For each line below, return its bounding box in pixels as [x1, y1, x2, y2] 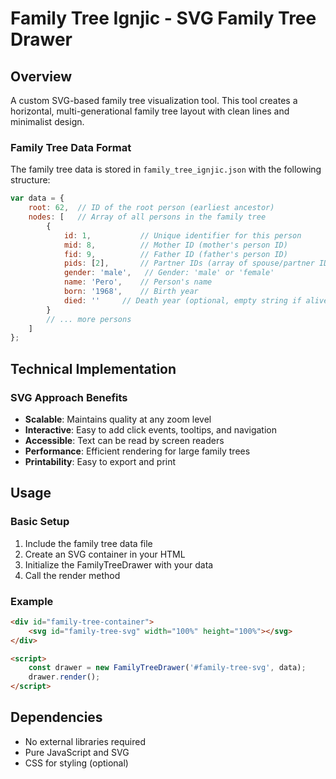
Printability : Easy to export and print [24, 455, 177, 467]
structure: [10, 174, 51, 186]
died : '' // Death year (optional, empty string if [63, 295, 302, 306]
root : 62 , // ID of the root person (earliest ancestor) [28, 203, 275, 213]
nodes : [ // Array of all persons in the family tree [28, 212, 267, 222]
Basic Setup [10, 515, 70, 529]
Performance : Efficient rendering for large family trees [24, 445, 251, 457]
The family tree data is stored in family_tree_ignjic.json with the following [10, 163, 322, 176]
